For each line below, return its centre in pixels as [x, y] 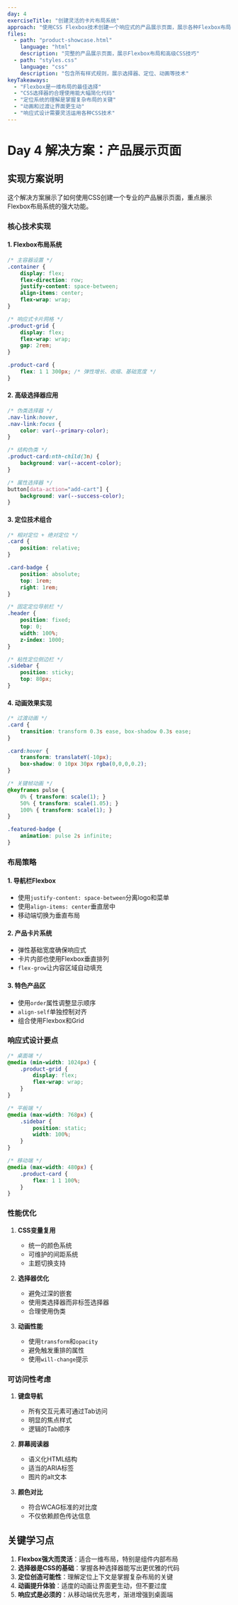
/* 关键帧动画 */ [30, 784]
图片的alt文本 [47, 1476]
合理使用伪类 [47, 1311]
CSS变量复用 [36, 1230]
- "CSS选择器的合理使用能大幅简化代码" [64, 93]
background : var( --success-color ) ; [73, 496]
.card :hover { [28, 751]
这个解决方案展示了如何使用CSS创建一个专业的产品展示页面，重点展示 [110, 197]
